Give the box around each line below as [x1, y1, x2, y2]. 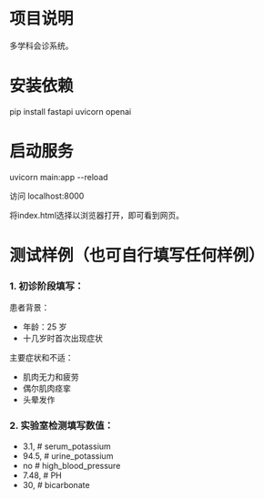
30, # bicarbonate [22, 479, 90, 490]
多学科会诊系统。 [9, 40, 74, 51]
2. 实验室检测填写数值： [9, 420, 114, 433]
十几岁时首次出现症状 [22, 333, 103, 344]
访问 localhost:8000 [9, 190, 85, 201]
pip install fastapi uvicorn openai [9, 106, 132, 117]
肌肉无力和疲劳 [22, 372, 79, 382]
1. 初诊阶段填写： [9, 280, 85, 292]
